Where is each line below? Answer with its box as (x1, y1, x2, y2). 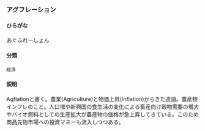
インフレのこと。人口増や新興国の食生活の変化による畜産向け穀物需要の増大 (6, 103, 199, 110)
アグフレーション (6, 5, 56, 13)
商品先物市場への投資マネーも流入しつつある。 (6, 118, 124, 125)
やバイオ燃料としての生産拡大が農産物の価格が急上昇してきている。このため (6, 110, 199, 118)
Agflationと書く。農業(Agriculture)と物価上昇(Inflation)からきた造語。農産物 (6, 95, 198, 102)
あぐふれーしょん (6, 37, 50, 44)
